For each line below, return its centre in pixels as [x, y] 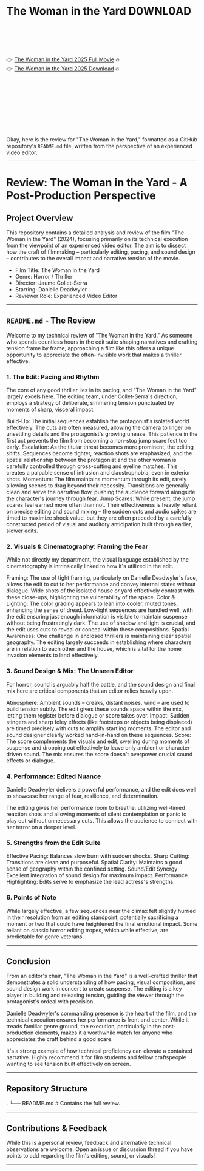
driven [14, 754]
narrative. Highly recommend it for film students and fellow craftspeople [96, 1057]
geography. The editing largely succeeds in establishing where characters [99, 642]
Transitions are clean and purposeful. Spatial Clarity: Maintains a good [94, 863]
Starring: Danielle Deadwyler [51, 289]
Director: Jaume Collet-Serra [51, 283]
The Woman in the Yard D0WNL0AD [99, 11]
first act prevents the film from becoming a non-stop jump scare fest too [97, 441]
